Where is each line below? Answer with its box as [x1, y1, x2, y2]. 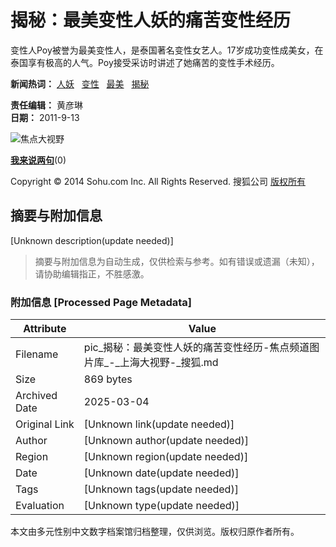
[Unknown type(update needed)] [83, 499, 240, 513]
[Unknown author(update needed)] [83, 434, 250, 448]
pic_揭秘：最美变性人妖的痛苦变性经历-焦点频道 [83, 341, 310, 355]
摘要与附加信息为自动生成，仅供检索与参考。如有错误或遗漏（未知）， [34, 255, 320, 267]
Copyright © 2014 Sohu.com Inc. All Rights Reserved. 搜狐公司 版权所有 [10, 175, 306, 187]
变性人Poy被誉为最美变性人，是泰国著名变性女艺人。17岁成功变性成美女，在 [10, 44, 324, 56]
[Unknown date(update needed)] [83, 466, 240, 480]
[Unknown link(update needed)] [83, 417, 235, 431]
